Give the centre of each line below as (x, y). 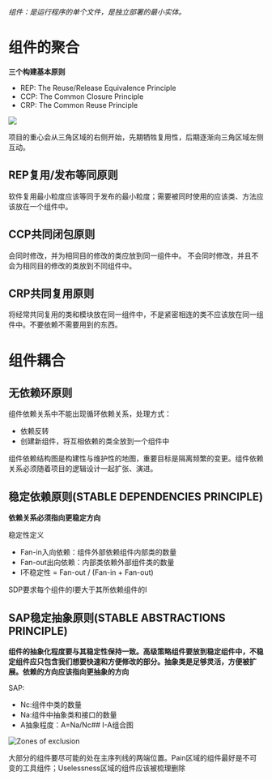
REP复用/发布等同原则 (64, 176)
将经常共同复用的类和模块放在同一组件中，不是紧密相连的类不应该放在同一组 (136, 315)
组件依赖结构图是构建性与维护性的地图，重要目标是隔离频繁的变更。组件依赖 (136, 459)
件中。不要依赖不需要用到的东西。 (65, 325)
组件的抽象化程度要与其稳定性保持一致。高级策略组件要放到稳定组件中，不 (132, 651)
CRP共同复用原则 (51, 293)
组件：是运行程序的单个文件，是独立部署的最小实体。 (97, 12)
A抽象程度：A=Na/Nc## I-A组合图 (76, 725)
